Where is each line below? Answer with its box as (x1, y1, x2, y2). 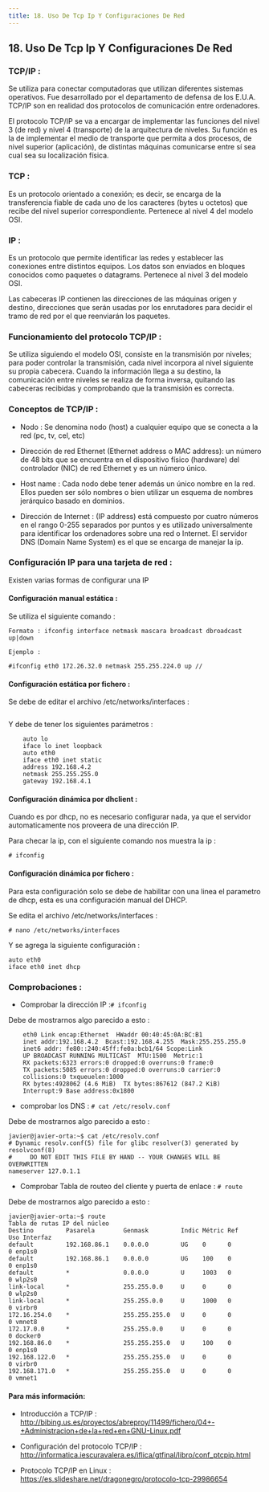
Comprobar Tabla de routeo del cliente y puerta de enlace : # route (19, 1181, 243, 1191)
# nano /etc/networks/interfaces (8, 926, 120, 934)
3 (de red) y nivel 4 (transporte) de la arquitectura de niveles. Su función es (8, 125, 258, 135)
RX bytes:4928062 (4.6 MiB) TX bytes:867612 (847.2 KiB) (22, 1080, 221, 1088)
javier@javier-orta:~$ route (8, 1212, 106, 1220)
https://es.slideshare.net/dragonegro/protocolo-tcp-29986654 (19, 1474, 228, 1484)
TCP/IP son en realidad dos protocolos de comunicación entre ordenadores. (8, 101, 260, 111)
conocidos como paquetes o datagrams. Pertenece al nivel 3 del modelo (8, 270, 249, 280)
